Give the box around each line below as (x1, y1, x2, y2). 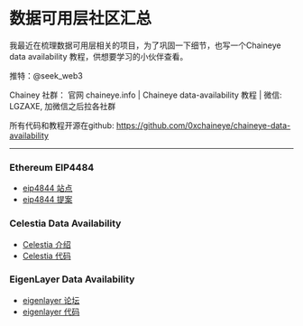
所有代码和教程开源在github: (9, 119, 115, 131)
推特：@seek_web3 (9, 70, 83, 81)
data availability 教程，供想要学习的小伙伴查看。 (9, 51, 188, 61)
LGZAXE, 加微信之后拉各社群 (9, 100, 116, 111)
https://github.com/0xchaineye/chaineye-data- (115, 119, 291, 131)
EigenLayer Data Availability (9, 273, 135, 285)
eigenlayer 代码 (22, 306, 80, 317)
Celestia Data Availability (9, 218, 122, 230)
